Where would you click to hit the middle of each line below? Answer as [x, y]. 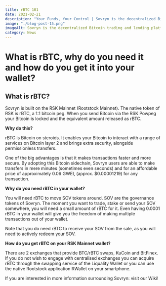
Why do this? [19, 128]
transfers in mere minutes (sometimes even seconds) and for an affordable [81, 168]
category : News [21, 33]
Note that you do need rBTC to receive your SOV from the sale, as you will [80, 228]
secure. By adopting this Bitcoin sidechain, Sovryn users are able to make [80, 163]
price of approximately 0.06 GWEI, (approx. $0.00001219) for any [72, 174]
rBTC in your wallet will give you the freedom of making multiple [70, 214]
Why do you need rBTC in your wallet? [45, 188]
